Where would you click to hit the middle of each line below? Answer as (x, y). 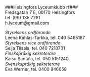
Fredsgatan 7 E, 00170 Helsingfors (40, 12)
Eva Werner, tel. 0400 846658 (36, 69)
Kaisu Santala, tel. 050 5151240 (37, 58)
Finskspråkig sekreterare (30, 53)
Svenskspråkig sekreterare (33, 64)
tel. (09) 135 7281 (23, 18)
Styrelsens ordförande (28, 32)
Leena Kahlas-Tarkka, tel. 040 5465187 (45, 38)
